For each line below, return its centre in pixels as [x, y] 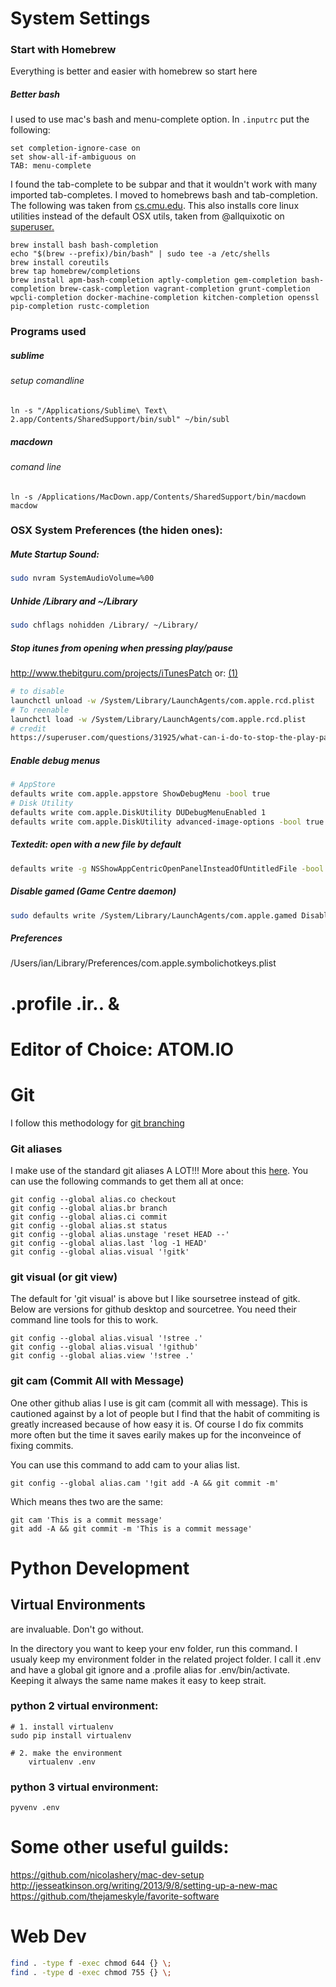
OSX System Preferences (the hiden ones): [116, 530]
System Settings [80, 18]
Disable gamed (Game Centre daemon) [93, 891]
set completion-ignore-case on [75, 148]
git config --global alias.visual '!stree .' [106, 1338]
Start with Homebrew [63, 50]
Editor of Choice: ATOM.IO [122, 1049]
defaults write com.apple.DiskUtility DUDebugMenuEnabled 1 [138, 812]
